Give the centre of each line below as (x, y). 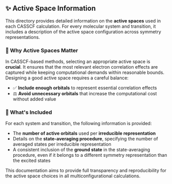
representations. (23, 37)
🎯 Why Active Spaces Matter (42, 50)
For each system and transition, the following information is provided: (79, 124)
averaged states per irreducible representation (62, 144)
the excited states (32, 160)
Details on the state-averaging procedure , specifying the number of (85, 139)
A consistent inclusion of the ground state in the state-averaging (81, 150)
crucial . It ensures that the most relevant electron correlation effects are (82, 67)
